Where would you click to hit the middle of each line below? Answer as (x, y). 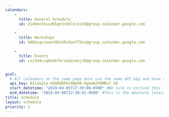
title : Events (33, 56)
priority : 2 (18, 107)
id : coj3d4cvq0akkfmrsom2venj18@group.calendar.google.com (81, 61)
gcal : (11, 74)
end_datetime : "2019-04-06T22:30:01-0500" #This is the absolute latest (88, 93)
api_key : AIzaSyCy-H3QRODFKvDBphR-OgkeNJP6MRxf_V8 (64, 83)
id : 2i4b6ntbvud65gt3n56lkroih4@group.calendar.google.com (81, 24)
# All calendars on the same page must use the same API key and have (85, 79)
